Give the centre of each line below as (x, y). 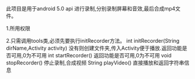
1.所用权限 (18, 28)
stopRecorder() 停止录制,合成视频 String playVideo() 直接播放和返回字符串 (95, 63)
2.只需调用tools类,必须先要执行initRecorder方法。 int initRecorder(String (93, 41)
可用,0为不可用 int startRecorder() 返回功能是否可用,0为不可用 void (91, 55)
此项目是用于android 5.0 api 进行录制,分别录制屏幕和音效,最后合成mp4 (91, 8)
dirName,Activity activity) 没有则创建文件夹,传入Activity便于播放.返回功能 (94, 48)
